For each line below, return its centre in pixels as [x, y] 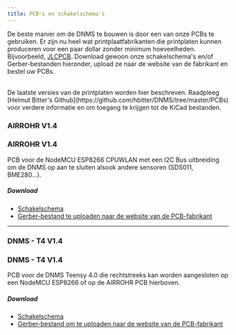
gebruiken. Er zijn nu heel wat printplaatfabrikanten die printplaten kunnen [114, 41]
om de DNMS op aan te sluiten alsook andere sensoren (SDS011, [100, 167]
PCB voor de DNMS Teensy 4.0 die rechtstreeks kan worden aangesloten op [118, 275]
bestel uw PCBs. [31, 71]
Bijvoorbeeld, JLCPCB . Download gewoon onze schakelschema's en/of [110, 56]
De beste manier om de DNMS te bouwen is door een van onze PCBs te [111, 34]
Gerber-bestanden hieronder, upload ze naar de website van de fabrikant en [118, 63]
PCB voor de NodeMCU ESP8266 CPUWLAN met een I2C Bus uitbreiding [113, 160]
